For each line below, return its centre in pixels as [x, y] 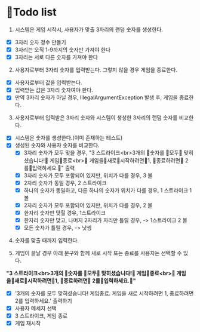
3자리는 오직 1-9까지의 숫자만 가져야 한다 [63, 50]
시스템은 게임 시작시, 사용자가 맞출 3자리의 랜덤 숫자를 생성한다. [89, 29]
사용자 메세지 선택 [36, 308]
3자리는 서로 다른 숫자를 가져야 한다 [56, 57]
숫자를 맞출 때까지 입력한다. [47, 240]
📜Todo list [31, 12]
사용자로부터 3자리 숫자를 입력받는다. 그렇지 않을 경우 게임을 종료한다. [96, 70]
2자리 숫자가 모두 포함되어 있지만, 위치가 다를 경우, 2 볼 [88, 205]
